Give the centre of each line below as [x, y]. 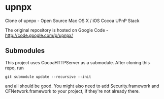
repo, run [14, 68]
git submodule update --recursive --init [48, 77]
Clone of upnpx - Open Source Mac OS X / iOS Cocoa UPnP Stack [72, 21]
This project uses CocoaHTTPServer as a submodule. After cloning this [78, 62]
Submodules [25, 51]
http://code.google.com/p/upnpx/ [39, 35]
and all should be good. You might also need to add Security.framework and [82, 86]
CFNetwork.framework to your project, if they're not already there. [73, 91]
